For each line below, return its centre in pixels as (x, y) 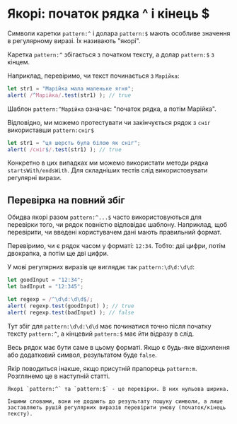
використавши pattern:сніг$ (51, 130)
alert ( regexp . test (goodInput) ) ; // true (71, 306)
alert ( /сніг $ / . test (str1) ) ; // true (64, 149)
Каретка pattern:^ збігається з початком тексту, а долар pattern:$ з (111, 54)
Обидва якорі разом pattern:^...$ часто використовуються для (104, 217)
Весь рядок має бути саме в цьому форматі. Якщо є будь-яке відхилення (118, 347)
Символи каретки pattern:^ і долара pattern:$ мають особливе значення (119, 33)
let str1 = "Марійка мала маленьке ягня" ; (71, 88)
